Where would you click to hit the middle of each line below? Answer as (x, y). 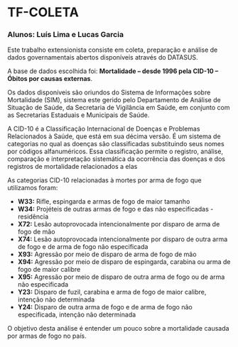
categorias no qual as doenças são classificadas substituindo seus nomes (116, 144)
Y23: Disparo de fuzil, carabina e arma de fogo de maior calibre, (112, 292)
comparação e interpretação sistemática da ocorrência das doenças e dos (117, 159)
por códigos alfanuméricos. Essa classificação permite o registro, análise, (115, 152)
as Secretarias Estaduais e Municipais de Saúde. (79, 115)
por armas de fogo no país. (47, 336)
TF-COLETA (43, 12)
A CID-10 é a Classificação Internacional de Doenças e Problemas (104, 129)
